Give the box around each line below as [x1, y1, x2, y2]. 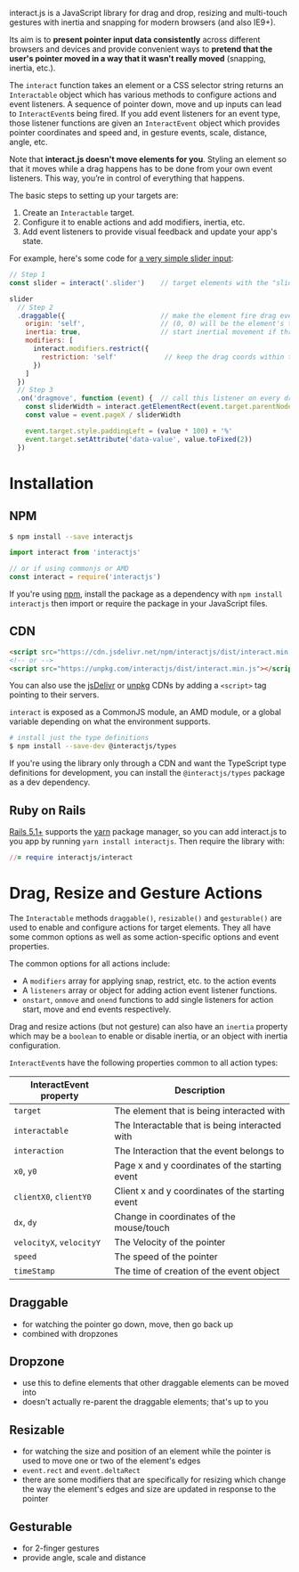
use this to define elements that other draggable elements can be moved [21, 1378, 289, 1389]
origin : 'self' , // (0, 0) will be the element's [25, 320, 285, 329]
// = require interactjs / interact [9, 853, 133, 862]
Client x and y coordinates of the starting [114, 1185, 285, 1197]
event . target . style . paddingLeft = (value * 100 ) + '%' [25, 427, 233, 436]
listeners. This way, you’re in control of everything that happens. [9, 173, 245, 183]
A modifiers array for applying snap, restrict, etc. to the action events [21, 975, 277, 986]
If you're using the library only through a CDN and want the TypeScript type [9, 758, 287, 769]
